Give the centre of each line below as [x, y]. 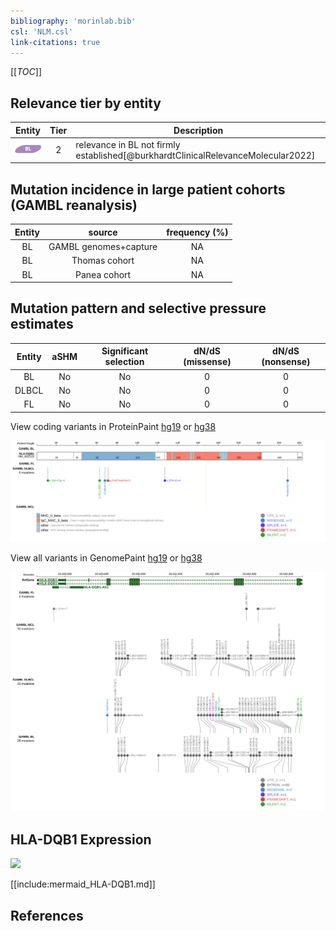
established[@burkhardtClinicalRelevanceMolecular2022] [195, 155]
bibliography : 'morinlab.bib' [73, 21]
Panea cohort [103, 274]
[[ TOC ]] [26, 72]
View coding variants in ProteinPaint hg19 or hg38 [113, 426]
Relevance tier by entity [86, 103]
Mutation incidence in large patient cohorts [148, 189]
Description [198, 130]
